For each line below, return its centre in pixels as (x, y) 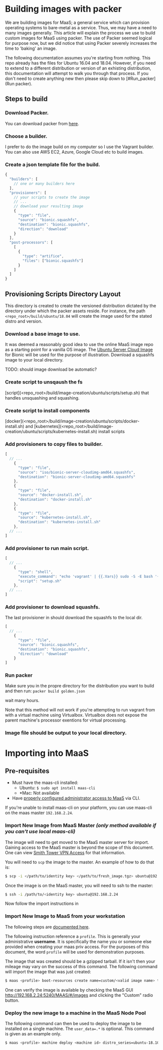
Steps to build (26, 99)
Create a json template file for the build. (53, 164)
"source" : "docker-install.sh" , (50, 495)
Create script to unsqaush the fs (44, 382)
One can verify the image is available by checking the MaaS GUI (69, 990)
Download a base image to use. (43, 334)
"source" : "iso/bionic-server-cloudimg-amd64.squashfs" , (77, 472)
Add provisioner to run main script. (47, 548)
